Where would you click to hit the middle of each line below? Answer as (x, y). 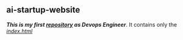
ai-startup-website (43, 10)
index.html (20, 31)
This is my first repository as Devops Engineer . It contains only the (92, 24)
